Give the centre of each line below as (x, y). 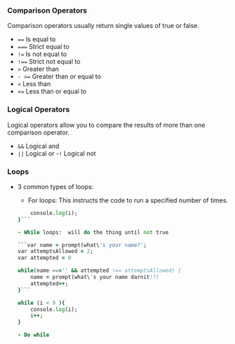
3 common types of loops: (55, 186)
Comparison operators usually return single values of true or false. (103, 26)
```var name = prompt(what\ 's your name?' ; (82, 245)
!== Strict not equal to (49, 62)
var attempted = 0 (44, 258)
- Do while (33, 335)
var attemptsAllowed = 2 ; (55, 252)
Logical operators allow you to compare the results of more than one (106, 125)
